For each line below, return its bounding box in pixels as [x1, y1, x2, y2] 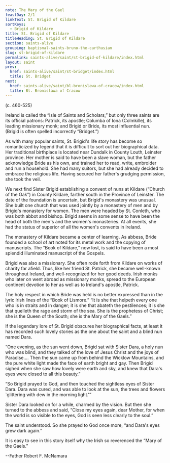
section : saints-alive [5, 41, 53, 46]
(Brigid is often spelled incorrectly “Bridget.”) [5, 128, 99, 134]
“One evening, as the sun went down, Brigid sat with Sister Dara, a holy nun [5, 344, 163, 350]
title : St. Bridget [10, 74, 51, 79]
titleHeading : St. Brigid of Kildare [5, 36, 85, 41]
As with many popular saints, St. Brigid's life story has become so [5, 138, 143, 144]
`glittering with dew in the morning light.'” [5, 391, 91, 398]
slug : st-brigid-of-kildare [5, 50, 65, 55]
